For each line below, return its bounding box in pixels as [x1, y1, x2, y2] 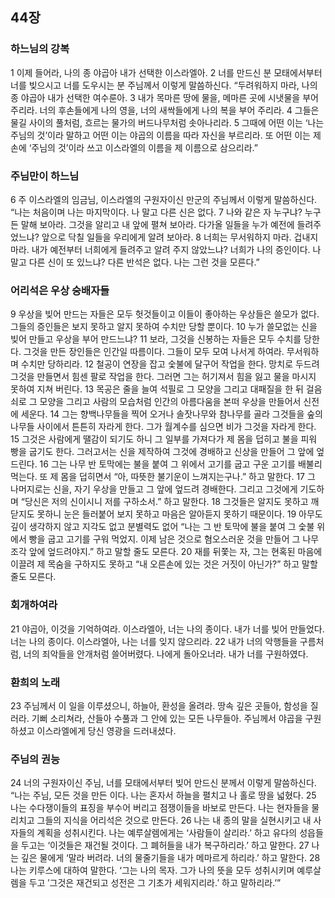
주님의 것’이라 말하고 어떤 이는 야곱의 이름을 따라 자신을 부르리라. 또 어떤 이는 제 [10, 129, 322, 141]
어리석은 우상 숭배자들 [10, 283, 110, 297]
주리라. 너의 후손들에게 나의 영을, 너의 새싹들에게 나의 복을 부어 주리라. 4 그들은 [10, 104, 320, 116]
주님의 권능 [10, 752, 61, 766]
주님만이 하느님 [10, 169, 80, 183]
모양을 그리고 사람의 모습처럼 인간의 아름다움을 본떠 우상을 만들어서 [39, 396, 302, 408]
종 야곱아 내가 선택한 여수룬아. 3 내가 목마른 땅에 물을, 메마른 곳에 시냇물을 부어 [10, 91, 319, 103]
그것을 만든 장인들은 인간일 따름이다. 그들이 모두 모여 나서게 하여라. [23, 346, 285, 358]
